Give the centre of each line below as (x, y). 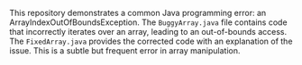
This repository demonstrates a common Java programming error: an (138, 13)
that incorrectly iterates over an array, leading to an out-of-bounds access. (148, 32)
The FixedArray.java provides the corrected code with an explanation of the (151, 41)
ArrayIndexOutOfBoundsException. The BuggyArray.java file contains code (148, 22)
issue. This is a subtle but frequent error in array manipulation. (125, 51)
